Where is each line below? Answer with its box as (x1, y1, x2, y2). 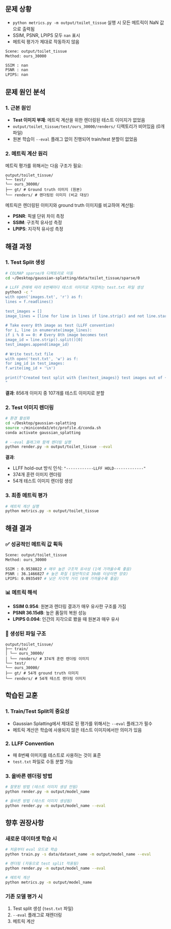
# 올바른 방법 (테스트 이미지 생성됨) (5, 799, 73, 804)
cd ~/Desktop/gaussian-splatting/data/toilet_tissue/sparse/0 (5, 275, 140, 281)
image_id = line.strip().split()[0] (5, 337, 83, 342)
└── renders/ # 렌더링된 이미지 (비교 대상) (5, 193, 90, 198)
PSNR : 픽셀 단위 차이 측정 (12, 213, 65, 219)
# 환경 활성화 (5, 416, 30, 421)
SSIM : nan (5, 63, 28, 68)
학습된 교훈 (5, 691, 38, 700)
